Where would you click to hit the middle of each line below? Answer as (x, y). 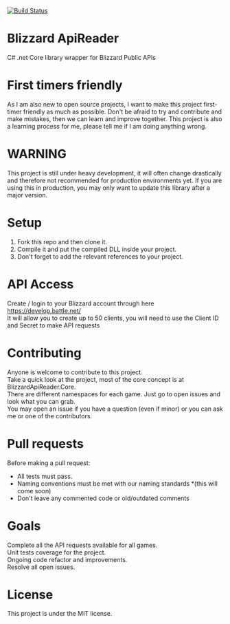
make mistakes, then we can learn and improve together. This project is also (115, 119)
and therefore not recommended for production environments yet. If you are (115, 180)
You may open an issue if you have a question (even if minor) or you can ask (115, 409)
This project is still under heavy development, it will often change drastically (114, 173)
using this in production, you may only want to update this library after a (109, 187)
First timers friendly (65, 85)
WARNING (37, 154)
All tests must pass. (45, 476)
